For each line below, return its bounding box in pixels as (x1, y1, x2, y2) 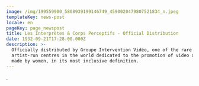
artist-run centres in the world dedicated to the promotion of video (11, 52, 190, 58)
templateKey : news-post (6, 14, 65, 20)
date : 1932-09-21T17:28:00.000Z (6, 36, 86, 42)
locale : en (6, 19, 33, 25)
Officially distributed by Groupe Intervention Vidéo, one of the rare (11, 47, 192, 53)
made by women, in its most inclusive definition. (11, 58, 139, 64)
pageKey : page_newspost (6, 25, 65, 31)
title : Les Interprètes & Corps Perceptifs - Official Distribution (6, 31, 179, 37)
